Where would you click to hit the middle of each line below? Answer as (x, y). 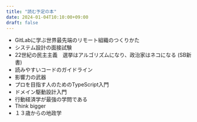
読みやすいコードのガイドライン (54, 70)
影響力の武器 (30, 77)
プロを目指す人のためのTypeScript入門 (62, 85)
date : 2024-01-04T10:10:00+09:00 (47, 17)
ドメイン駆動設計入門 (41, 92)
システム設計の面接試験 (43, 47)
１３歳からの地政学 (38, 113)
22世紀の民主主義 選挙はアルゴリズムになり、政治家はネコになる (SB (100, 55)
